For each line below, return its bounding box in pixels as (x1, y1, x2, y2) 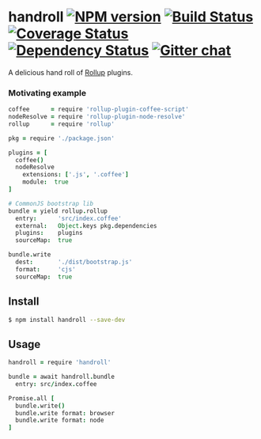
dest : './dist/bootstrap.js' (15, 258, 133, 267)
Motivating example (8, 87, 87, 98)
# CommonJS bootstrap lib (8, 199, 93, 207)
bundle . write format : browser (15, 409, 115, 417)
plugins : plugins (15, 229, 83, 237)
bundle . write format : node (15, 416, 104, 425)
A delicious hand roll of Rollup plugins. (8, 67, 133, 77)
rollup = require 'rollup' (8, 119, 115, 128)
